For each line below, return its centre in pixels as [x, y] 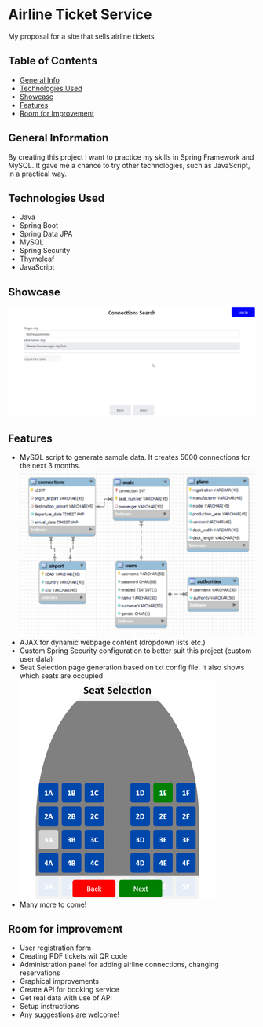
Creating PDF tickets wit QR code [73, 956]
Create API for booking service [69, 990]
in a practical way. [37, 174]
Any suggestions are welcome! [69, 1014]
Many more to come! [53, 904]
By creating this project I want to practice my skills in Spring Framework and [131, 157]
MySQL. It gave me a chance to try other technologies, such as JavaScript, [129, 165]
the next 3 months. [50, 466]
